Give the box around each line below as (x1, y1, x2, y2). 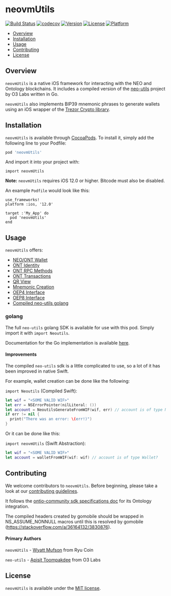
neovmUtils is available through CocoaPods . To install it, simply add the (5, 134, 154, 140)
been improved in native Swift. (5, 368, 69, 374)
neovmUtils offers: (5, 247, 43, 253)
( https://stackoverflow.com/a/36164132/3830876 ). (5, 524, 111, 530)
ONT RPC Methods (12, 268, 53, 274)
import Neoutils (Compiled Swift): (5, 388, 77, 394)
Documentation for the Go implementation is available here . (5, 339, 130, 346)
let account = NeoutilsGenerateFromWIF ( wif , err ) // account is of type (5, 407, 163, 412)
